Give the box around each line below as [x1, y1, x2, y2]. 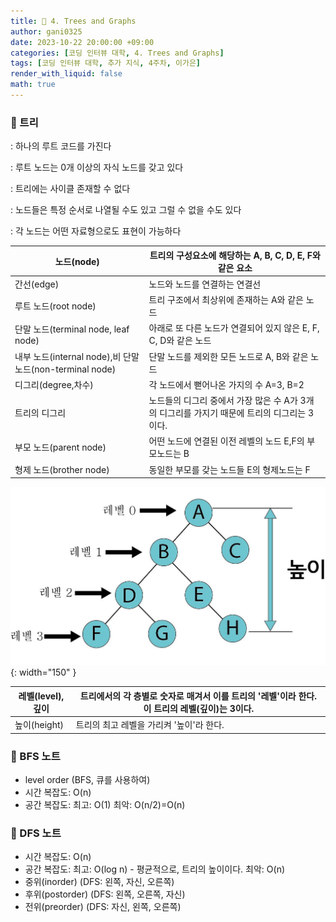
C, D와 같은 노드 [148, 335, 212, 347]
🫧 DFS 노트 [10, 826, 62, 840]
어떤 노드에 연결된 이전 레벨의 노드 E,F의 [148, 435, 305, 447]
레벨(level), [18, 690, 65, 702]
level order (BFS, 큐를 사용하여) [24, 773, 151, 785]
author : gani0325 [10, 26, 83, 37]
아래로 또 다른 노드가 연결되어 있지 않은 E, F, [148, 322, 320, 334]
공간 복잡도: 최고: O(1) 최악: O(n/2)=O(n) [24, 798, 186, 810]
